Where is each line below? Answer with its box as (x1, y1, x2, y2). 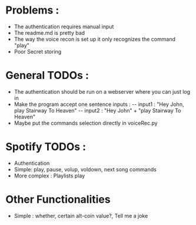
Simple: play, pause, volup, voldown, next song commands (14, 166, 157, 173)
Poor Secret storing (14, 48, 62, 55)
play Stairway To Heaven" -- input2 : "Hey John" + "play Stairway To (14, 107, 181, 114)
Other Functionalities (5, 193, 111, 206)
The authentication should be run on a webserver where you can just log (14, 88, 191, 95)
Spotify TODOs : (5, 140, 87, 154)
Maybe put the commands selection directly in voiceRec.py (14, 119, 158, 127)
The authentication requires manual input (14, 23, 114, 30)
